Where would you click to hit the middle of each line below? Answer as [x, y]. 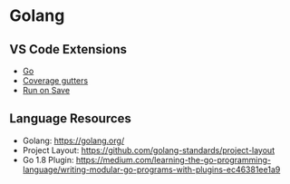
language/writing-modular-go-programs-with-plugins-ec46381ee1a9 [151, 169]
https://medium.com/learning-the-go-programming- [174, 160]
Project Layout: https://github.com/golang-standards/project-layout [148, 150]
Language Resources [70, 119]
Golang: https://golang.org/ [73, 140]
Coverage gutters [55, 81]
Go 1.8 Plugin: [48, 160]
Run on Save [46, 90]
